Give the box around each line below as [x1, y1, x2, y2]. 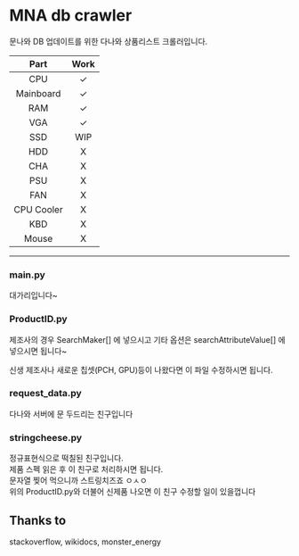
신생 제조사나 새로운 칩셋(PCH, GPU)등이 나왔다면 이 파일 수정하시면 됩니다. [9, 364, 273, 375]
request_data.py [9, 387, 82, 400]
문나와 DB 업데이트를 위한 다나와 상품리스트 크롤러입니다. [9, 36, 208, 46]
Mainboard [15, 87, 61, 99]
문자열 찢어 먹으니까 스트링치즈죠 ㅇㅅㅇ [9, 475, 148, 486]
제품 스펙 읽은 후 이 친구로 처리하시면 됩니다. [9, 464, 164, 475]
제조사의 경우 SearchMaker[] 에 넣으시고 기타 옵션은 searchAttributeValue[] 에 [9, 334, 287, 344]
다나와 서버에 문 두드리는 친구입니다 [9, 408, 133, 419]
